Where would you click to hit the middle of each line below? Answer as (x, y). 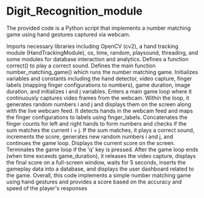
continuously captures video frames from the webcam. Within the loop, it (98, 98)
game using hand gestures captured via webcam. (69, 34)
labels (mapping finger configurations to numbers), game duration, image (98, 85)
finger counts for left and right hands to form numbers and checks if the (97, 123)
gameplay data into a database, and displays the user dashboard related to (100, 169)
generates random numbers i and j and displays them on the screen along (99, 104)
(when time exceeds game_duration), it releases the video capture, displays (101, 155)
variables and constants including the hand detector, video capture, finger (99, 78)
